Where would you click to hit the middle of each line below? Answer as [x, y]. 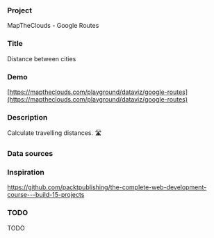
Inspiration [26, 173]
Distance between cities [42, 58]
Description [27, 117]
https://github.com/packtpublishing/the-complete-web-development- [107, 187]
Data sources [30, 154]
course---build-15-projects [46, 195]
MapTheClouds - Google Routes [53, 26]
